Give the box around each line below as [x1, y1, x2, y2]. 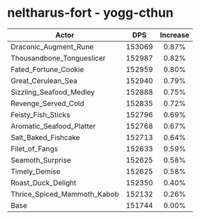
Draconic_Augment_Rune [10, 42, 94, 52]
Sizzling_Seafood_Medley [10, 87, 95, 97]
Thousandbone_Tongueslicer [10, 53, 106, 63]
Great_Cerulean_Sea [10, 75, 78, 85]
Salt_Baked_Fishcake [10, 133, 80, 142]
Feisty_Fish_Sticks [10, 109, 70, 119]
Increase [160, 30, 190, 40]
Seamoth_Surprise [10, 155, 71, 165]
